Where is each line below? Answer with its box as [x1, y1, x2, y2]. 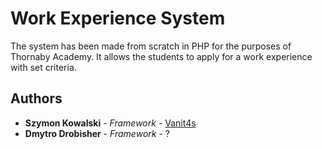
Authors [10, 90, 63, 107]
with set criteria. [10, 61, 77, 73]
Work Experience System [10, 7, 226, 30]
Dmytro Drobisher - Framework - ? [24, 127, 170, 139]
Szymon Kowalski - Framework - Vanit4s [24, 117, 197, 129]
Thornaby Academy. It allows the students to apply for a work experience [10, 50, 313, 62]
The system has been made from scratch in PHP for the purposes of [10, 40, 292, 52]
